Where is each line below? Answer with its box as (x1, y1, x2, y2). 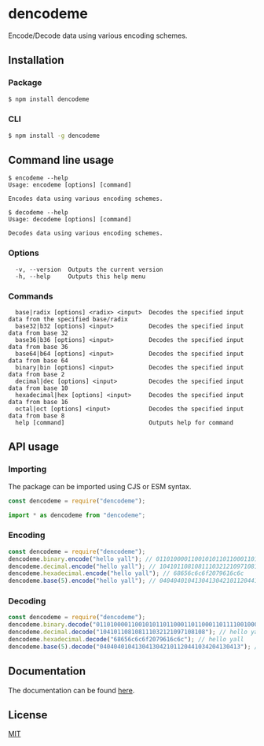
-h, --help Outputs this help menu (15, 273, 146, 280)
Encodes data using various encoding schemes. (8, 195, 163, 203)
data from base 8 (8, 412, 65, 420)
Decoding (8, 596, 46, 607)
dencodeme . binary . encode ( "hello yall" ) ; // (8, 555, 153, 563)
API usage (8, 440, 59, 454)
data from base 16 (8, 399, 68, 406)
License (8, 708, 48, 722)
